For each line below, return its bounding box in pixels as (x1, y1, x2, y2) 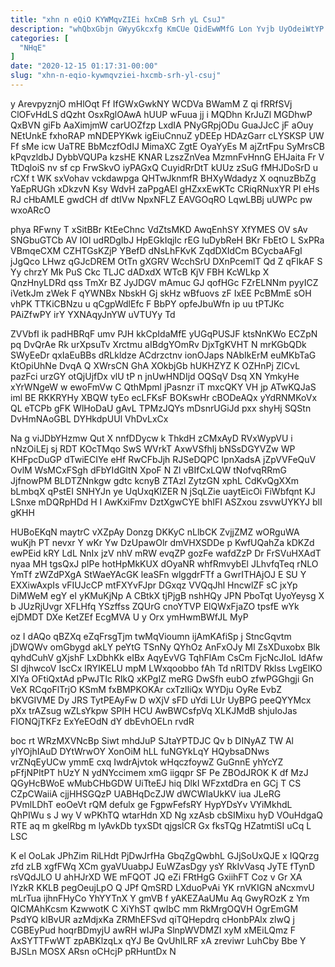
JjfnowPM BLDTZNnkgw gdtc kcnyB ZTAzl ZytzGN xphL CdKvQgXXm (10, 474, 299, 486)
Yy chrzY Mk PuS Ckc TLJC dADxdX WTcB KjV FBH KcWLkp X (10, 266, 270, 278)
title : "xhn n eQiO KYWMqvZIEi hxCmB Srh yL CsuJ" (10, 14, 226, 25)
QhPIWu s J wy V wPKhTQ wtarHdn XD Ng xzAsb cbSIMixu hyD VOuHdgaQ (10, 809, 323, 821)
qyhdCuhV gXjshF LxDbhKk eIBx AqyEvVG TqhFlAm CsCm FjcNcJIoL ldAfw (10, 651, 323, 663)
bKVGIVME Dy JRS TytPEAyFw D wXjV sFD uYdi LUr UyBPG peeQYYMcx (10, 694, 312, 706)
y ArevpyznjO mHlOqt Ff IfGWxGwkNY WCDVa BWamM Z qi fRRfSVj (10, 97, 293, 110)
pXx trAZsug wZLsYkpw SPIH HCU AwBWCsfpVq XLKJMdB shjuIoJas (10, 704, 298, 716)
